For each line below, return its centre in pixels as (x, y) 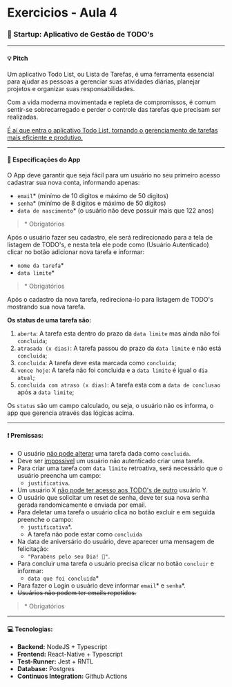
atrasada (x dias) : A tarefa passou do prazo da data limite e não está (119, 348)
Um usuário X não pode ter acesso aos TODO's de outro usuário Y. (113, 490)
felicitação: (33, 549)
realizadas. (23, 117)
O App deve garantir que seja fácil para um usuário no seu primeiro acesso (114, 175)
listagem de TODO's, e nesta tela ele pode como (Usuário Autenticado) (108, 244)
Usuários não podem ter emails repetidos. (77, 593)
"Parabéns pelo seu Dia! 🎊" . (69, 557)
